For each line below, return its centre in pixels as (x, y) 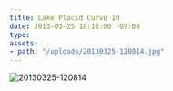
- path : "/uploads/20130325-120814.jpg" (87, 52)
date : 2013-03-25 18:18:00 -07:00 (75, 26)
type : (20, 35)
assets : (24, 43)
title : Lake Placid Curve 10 (65, 18)
